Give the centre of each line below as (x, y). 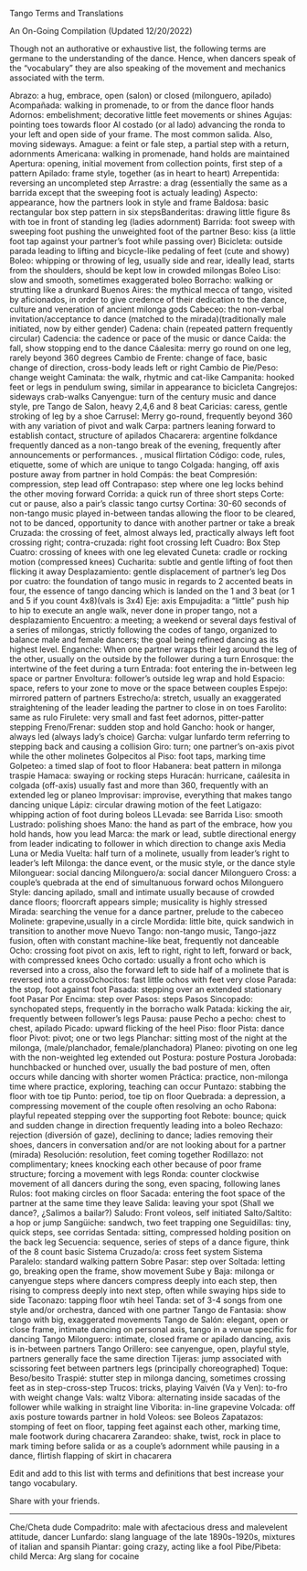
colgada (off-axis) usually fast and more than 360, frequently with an (139, 785)
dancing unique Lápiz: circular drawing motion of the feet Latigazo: (136, 805)
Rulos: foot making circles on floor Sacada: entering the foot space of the (148, 1193)
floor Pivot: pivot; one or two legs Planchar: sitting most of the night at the (148, 1038)
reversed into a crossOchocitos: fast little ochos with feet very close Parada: (153, 979)
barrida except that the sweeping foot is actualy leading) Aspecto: (134, 192)
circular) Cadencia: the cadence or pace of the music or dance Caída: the (148, 338)
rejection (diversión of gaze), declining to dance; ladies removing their (142, 1135)
